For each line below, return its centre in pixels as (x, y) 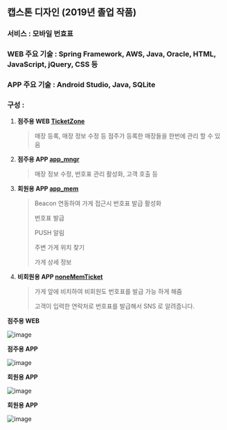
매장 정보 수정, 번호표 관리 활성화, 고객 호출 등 (96, 174)
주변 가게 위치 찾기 (60, 247)
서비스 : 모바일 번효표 (40, 34)
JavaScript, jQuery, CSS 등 (53, 64)
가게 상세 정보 (53, 262)
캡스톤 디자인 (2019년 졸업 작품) (72, 12)
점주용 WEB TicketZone (51, 121)
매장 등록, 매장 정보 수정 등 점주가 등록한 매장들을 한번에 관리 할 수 (124, 136)
